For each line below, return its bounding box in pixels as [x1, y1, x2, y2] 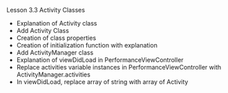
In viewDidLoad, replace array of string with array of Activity [16, 78, 189, 85]
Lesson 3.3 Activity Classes [6, 6, 86, 14]
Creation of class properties [16, 34, 97, 42]
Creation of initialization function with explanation [16, 41, 158, 49]
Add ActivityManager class [16, 48, 94, 56]
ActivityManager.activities [16, 70, 91, 79]
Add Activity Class [16, 27, 70, 34]
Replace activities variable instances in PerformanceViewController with [16, 63, 222, 71]
